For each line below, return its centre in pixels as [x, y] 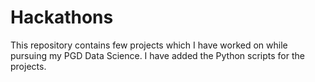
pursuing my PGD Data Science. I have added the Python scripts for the [157, 55]
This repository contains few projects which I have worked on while [149, 45]
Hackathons [62, 17]
